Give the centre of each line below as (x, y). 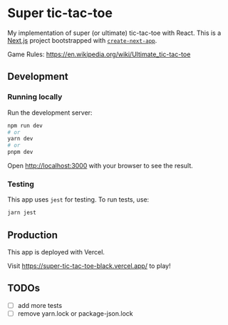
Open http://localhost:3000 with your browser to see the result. (100, 166)
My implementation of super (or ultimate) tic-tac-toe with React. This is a (114, 33)
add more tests (40, 305)
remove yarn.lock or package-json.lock (75, 313)
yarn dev (20, 139)
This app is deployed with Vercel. (56, 252)
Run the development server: (50, 113)
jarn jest (22, 213)
